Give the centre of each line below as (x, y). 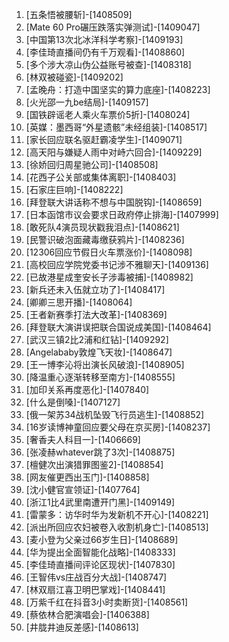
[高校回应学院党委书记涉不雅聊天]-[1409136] (117, 264)
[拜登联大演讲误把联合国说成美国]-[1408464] (118, 327)
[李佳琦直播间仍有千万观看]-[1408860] (105, 52)
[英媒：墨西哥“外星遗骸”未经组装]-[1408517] (116, 127)
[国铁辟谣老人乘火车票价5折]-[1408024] (108, 114)
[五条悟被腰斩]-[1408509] (79, 14)
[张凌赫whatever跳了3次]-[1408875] (100, 452)
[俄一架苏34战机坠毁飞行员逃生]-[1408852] (115, 414)
